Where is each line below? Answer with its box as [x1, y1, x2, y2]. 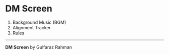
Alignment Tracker [12, 24, 51, 30]
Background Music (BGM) [12, 19, 66, 25]
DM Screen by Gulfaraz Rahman [5, 44, 72, 50]
